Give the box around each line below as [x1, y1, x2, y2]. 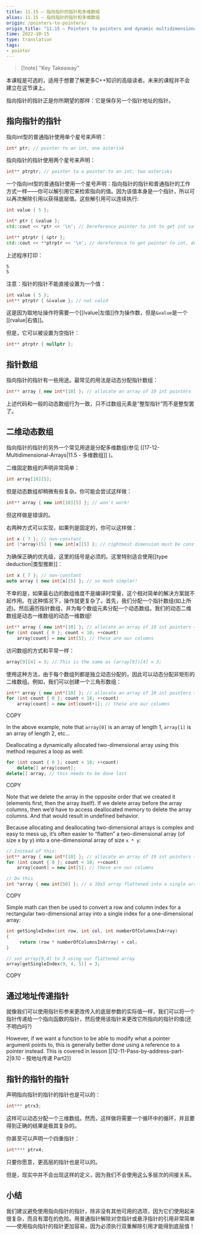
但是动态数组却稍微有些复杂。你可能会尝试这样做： [6, 487, 132, 495]
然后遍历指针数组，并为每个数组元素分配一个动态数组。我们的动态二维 [19, 605, 192, 612]
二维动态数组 [6, 427, 54, 437]
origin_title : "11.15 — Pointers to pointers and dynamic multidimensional [6, 25, 199, 32]
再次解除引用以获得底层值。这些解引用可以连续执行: [11, 195, 139, 203]
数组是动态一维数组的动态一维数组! [6, 612, 92, 619]
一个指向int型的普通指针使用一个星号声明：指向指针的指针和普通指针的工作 [6, 180, 191, 188]
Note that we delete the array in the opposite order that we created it [6, 793, 175, 800]
